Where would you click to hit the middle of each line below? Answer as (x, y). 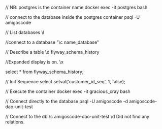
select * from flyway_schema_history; (44, 72)
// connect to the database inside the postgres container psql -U (73, 17)
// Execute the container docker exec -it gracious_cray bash (68, 91)
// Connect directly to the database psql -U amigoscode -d (67, 101)
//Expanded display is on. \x (35, 62)
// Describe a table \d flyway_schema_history (52, 52)
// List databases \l (25, 32)
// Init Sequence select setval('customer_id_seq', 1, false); (65, 82)
